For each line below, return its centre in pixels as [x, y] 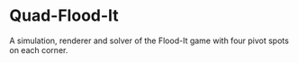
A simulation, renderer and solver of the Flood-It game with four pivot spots [149, 40]
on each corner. [39, 49]
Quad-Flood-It [64, 16]
